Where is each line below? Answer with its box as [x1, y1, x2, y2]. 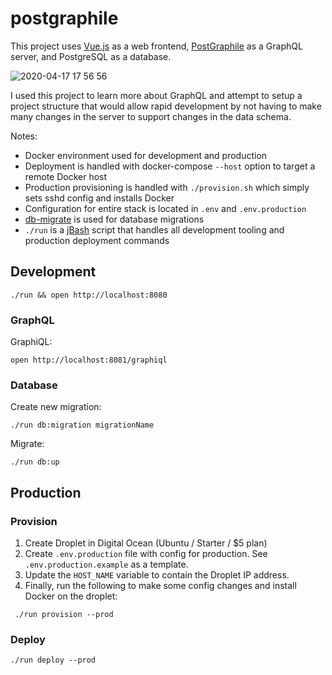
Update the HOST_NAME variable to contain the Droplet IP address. [24, 569, 290, 581]
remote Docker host [24, 170, 108, 182]
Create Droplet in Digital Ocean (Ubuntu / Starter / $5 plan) [24, 537, 268, 549]
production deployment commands [24, 234, 170, 246]
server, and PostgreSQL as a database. [10, 50, 172, 62]
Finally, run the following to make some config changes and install [24, 580, 297, 592]
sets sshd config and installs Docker [24, 192, 175, 204]
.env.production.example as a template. [24, 558, 189, 571]
